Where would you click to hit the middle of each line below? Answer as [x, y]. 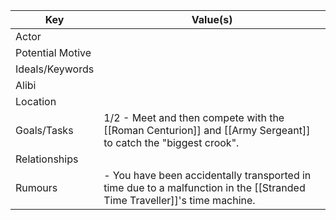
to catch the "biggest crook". [171, 142]
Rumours [36, 187]
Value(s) [212, 19]
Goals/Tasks [44, 130]
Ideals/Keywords [55, 69]
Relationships [47, 159]
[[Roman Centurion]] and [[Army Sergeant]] [207, 130]
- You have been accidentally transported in [207, 175]
